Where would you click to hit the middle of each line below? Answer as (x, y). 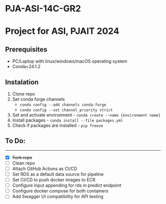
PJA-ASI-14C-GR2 (43, 9)
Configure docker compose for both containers (60, 191)
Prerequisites (26, 49)
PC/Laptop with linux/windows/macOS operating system (70, 61)
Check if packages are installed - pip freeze (58, 125)
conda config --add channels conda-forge (63, 105)
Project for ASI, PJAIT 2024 (62, 31)
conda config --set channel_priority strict (66, 110)
